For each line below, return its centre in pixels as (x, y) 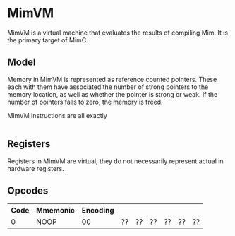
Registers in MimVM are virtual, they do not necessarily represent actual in (115, 161)
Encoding (98, 211)
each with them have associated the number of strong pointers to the (108, 87)
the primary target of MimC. (48, 40)
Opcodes (28, 190)
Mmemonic (56, 211)
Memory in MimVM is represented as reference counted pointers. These (112, 79)
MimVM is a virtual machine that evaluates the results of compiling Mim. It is (117, 33)
